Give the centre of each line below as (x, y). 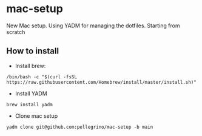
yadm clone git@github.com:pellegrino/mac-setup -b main (80, 127)
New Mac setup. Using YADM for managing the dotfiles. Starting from (93, 25)
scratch (16, 32)
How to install (33, 51)
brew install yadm (29, 104)
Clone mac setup (36, 116)
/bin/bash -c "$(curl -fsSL (42, 77)
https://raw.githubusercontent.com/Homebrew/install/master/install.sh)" (102, 82)
